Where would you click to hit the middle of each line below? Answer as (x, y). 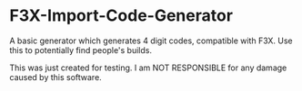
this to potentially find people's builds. (81, 50)
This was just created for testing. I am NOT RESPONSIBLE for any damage (148, 68)
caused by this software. (55, 77)
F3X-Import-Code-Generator (121, 16)
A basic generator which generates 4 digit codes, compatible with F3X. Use (151, 41)
